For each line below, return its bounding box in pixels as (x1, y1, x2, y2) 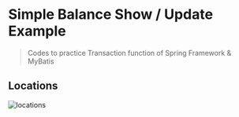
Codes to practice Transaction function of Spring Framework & (27, 48, 232, 57)
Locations (8, 79, 58, 93)
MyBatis (27, 57, 54, 66)
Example (8, 22, 66, 40)
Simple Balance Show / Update (8, 5, 214, 24)
